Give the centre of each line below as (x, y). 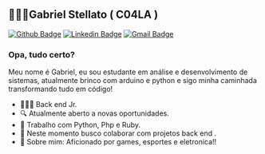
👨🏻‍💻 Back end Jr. (48, 105)
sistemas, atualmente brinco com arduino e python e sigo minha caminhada (133, 81)
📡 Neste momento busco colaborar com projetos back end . (118, 133)
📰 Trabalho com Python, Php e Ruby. (80, 125)
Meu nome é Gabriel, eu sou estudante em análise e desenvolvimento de (128, 72)
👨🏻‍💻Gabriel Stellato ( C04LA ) (83, 15)
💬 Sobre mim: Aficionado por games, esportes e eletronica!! (118, 142)
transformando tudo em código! (61, 89)
